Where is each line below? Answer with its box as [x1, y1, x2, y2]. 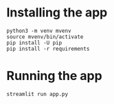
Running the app [6, 68, 102, 83]
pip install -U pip [6, 39, 62, 46]
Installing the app [6, 5, 108, 21]
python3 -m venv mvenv [6, 27, 71, 34]
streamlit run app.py [6, 90, 69, 97]
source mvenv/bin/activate [6, 33, 84, 40]
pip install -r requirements [6, 45, 90, 52]
